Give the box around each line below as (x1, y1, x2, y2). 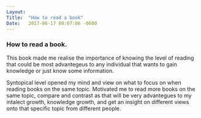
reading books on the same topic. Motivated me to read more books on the (6, 85, 195, 92)
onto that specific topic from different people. (6, 105, 121, 112)
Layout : (6, 9, 26, 15)
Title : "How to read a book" (6, 15, 84, 21)
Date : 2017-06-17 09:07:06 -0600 (6, 20, 97, 26)
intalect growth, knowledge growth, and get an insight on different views (6, 98, 189, 105)
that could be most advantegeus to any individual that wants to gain (6, 60, 178, 68)
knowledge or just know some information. (6, 67, 115, 74)
